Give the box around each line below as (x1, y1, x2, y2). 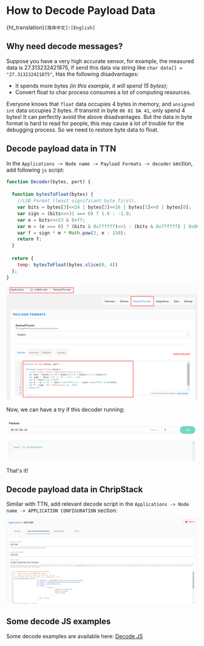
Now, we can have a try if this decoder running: (6, 406, 125, 413)
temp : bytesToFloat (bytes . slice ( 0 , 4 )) (17, 261, 118, 267)
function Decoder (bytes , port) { (6, 178, 91, 185)
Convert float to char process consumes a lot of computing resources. (15, 89, 191, 96)
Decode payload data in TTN (6, 144, 117, 154)
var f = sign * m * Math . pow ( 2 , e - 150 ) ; (17, 230, 126, 236)
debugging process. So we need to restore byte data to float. (6, 126, 159, 133)
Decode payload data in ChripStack (6, 484, 143, 494)
